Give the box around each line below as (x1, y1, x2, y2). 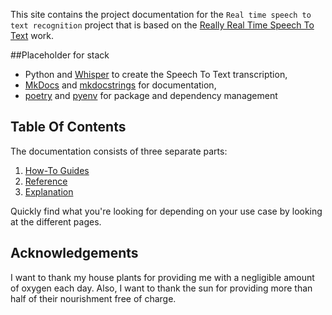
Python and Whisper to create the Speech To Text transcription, (24, 69, 288, 80)
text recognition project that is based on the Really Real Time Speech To (10, 19, 315, 31)
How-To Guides (24, 164, 90, 176)
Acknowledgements (10, 245, 139, 262)
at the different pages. (10, 215, 102, 228)
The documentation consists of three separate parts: (10, 145, 228, 157)
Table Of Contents (10, 119, 127, 136)
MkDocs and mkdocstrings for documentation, (24, 79, 217, 91)
